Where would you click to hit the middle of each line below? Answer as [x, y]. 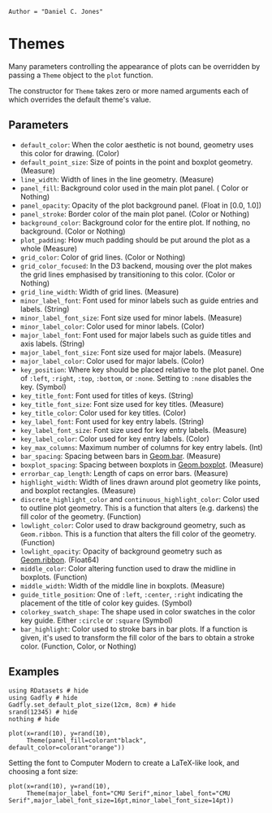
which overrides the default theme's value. [80, 99]
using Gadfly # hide [43, 697]
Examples [34, 672]
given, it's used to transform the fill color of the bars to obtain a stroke [137, 637]
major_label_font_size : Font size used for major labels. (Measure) [131, 352]
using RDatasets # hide [49, 691]
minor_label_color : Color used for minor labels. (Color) [112, 326]
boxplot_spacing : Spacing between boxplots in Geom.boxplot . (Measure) [142, 465]
